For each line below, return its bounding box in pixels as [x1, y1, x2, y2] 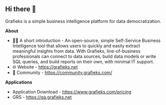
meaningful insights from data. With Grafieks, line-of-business [12, 48, 141, 54]
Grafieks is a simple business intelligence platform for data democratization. [5, 18, 162, 24]
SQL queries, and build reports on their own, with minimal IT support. [12, 58, 155, 65]
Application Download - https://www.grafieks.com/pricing [12, 89, 132, 95]
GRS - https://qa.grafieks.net [12, 94, 72, 100]
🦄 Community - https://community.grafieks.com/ [12, 69, 112, 75]
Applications [5, 79, 32, 85]
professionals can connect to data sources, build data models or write [12, 53, 156, 59]
